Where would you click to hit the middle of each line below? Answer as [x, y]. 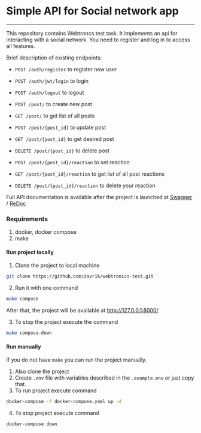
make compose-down [29, 333]
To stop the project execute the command [66, 322]
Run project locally [30, 252]
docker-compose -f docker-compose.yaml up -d [64, 402]
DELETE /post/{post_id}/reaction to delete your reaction [85, 185]
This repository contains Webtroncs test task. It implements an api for [92, 33]
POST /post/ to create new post [54, 104]
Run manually [24, 347]
